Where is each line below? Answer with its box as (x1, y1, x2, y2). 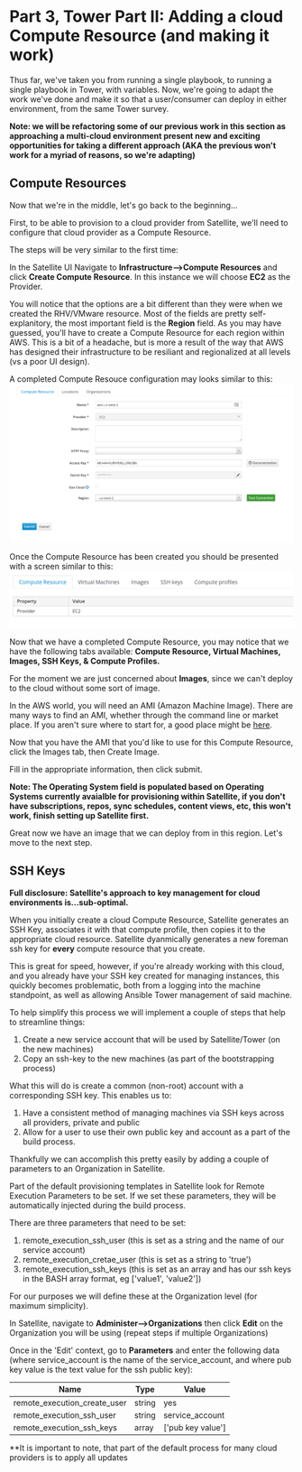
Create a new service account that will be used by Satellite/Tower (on (22, 1033, 281, 1044)
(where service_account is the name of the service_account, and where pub (9, 1354, 292, 1365)
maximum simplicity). (9, 1300, 88, 1310)
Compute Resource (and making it (9, 25, 270, 46)
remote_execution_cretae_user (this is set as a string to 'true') (22, 1254, 252, 1264)
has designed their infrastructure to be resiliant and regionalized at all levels (9, 346, 291, 357)
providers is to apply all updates (9, 1451, 128, 1463)
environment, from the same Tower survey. (9, 103, 169, 114)
